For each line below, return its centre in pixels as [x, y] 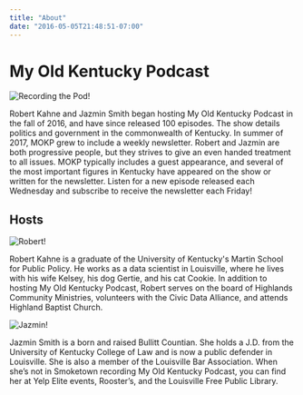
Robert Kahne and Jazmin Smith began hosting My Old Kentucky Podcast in [151, 114]
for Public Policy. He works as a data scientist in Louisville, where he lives [147, 269]
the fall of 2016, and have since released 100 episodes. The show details [145, 123]
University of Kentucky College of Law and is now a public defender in [141, 352]
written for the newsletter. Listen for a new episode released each [132, 182]
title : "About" [38, 18]
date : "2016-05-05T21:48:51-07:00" [77, 26]
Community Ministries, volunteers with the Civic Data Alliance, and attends [149, 298]
